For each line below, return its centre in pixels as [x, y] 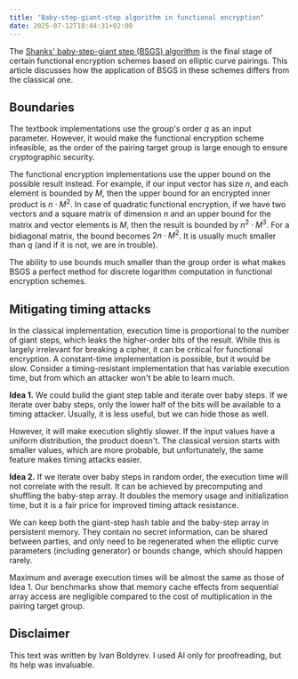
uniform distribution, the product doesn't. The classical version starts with [145, 441]
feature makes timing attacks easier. [76, 460]
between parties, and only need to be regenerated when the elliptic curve [144, 542]
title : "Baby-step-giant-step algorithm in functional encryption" [137, 17]
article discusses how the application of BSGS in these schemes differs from [149, 70]
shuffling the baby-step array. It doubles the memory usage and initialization [149, 496]
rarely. [21, 561]
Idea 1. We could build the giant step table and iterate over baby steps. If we [149, 395]
